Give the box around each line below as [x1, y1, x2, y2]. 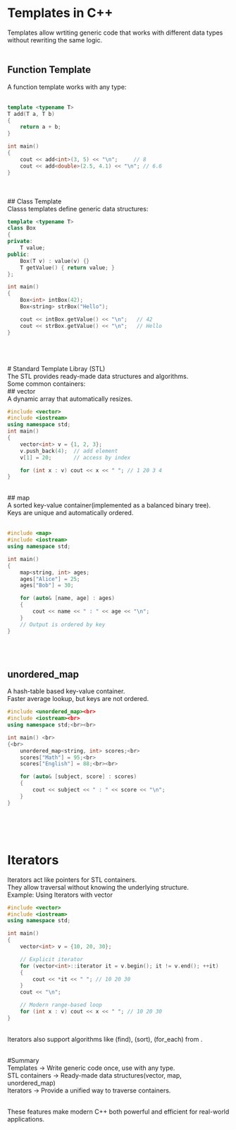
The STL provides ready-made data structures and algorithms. [7, 372, 189, 380]
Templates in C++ [7, 5, 113, 21]
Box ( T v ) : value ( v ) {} [20, 257, 90, 264]
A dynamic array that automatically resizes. [7, 394, 132, 403]
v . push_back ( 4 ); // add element [20, 447, 118, 454]
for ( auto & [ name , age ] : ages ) [20, 595, 115, 602]
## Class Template [7, 196, 62, 206]
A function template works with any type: [7, 83, 127, 91]
